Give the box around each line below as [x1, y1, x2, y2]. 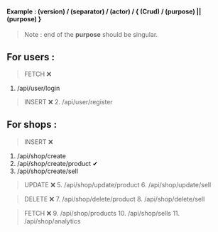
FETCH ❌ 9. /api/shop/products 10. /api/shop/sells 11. [23, 209, 180, 217]
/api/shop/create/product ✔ [16, 159, 99, 167]
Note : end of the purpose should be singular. [23, 31, 158, 39]
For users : [6, 51, 55, 63]
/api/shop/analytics [23, 216, 81, 225]
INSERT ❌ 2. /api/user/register [23, 98, 113, 106]
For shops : [6, 118, 58, 131]
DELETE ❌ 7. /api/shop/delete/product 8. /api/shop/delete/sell [23, 194, 205, 203]
